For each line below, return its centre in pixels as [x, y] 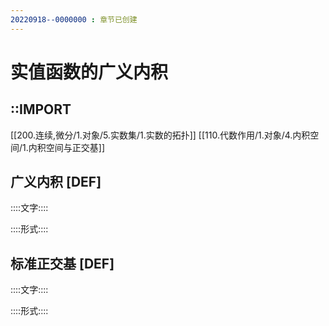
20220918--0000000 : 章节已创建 [74, 19]
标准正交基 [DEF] [62, 263]
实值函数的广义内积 [89, 72]
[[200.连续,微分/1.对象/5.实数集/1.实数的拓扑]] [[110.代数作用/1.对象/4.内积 [160, 135]
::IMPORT [41, 109]
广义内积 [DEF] [56, 182]
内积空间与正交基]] [66, 147]
